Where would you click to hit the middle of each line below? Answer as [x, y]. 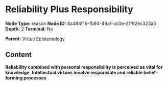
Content [19, 55]
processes [35, 78]
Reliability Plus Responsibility [69, 9]
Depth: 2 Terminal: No [29, 28]
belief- [151, 72]
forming [14, 78]
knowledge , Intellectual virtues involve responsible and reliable [74, 72]
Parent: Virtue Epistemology [35, 39]
